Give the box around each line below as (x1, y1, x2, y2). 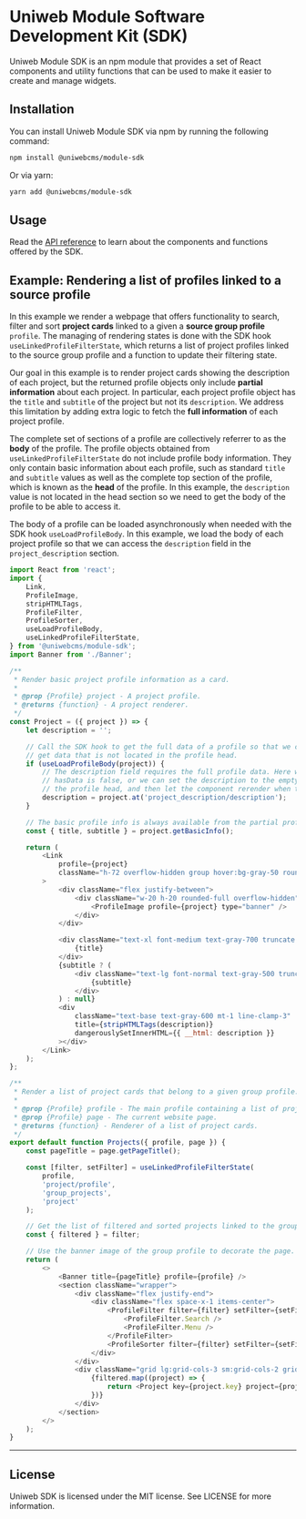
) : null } (57, 994, 96, 1004)
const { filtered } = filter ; (25, 1230, 141, 1239)
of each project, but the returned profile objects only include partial (9, 377, 264, 388)
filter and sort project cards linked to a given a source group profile (9, 321, 266, 331)
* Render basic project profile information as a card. (13, 675, 230, 684)
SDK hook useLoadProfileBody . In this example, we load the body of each (9, 528, 284, 539)
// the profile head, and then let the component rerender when (42, 785, 291, 794)
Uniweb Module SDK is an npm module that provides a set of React (9, 56, 261, 66)
